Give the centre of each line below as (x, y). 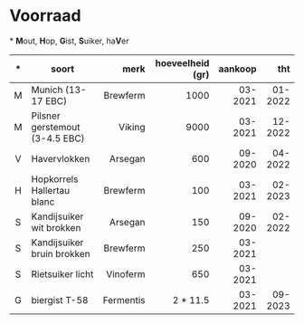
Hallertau (51, 190)
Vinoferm (125, 274)
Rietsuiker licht (62, 274)
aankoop (237, 69)
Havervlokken (61, 158)
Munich (47, 90)
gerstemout (56, 127)
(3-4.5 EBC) (58, 138)
